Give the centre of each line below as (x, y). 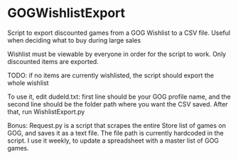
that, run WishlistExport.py (46, 111)
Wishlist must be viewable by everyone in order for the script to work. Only (117, 54)
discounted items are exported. (53, 61)
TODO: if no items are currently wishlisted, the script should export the (111, 75)
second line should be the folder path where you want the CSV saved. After (118, 104)
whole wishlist (28, 82)
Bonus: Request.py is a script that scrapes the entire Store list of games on (117, 125)
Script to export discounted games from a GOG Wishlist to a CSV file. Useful (119, 33)
